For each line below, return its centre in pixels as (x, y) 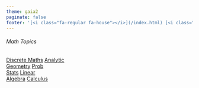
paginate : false (26, 17)
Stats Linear (21, 72)
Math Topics (21, 41)
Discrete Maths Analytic (35, 60)
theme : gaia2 (22, 12)
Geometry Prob (25, 66)
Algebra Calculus (27, 79)
